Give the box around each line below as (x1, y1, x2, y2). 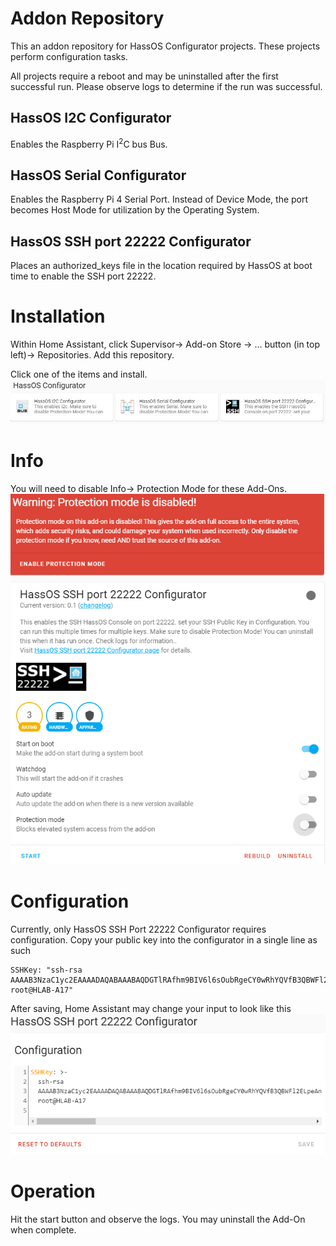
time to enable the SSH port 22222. (10, 270, 157, 282)
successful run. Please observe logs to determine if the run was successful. (10, 80, 323, 92)
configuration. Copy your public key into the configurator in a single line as (10, 934, 318, 946)
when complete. (10, 1224, 77, 1236)
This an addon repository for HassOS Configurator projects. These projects (10, 40, 321, 52)
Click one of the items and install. (10, 368, 148, 380)
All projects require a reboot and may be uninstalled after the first (10, 70, 279, 82)
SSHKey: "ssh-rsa (10, 965, 83, 976)
